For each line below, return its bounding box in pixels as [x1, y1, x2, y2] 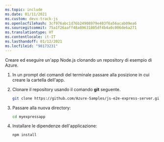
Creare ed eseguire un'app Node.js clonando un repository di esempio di [5, 57, 152, 63]
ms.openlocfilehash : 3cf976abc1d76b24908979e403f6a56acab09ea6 [5, 21, 137, 26]
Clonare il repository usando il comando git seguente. [12, 86, 121, 92]
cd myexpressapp [12, 114, 46, 119]
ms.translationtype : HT [5, 30, 54, 35]
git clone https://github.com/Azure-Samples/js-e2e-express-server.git [12, 96, 162, 101]
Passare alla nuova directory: [12, 105, 71, 111]
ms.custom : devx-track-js [5, 16, 58, 21]
